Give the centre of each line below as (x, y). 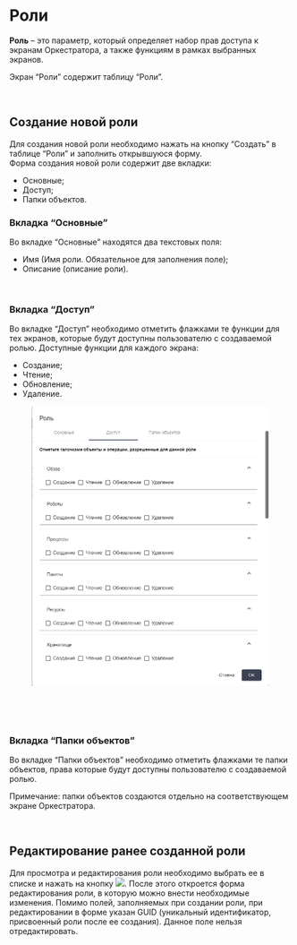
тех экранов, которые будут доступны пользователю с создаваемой (141, 339)
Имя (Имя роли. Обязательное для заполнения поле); (125, 260)
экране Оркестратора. (52, 805)
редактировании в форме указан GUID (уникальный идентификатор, (140, 912)
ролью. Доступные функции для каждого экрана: (104, 348)
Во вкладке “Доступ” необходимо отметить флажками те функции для (144, 329)
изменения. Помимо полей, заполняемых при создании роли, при (136, 902)
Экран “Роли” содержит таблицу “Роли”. (86, 76)
